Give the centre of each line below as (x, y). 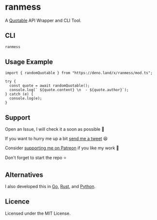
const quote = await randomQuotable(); (50, 86)
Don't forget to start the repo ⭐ (36, 158)
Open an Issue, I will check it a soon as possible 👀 (55, 129)
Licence (17, 202)
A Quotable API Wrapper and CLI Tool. (43, 20)
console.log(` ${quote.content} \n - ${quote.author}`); (69, 90)
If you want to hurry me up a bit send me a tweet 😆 (56, 139)
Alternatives (24, 175)
